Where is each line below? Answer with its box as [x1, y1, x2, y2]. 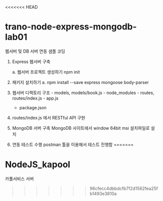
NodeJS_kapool [5, 159, 71, 170]
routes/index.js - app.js [12, 95, 59, 101]
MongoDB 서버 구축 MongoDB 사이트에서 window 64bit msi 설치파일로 [12, 125, 150, 131]
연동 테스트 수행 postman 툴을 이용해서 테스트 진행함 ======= [12, 141, 134, 147]
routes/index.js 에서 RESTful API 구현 [12, 115, 85, 121]
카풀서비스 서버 [5, 176, 34, 181]
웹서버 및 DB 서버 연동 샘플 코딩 [5, 48, 66, 54]
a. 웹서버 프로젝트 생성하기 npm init [12, 69, 80, 75]
